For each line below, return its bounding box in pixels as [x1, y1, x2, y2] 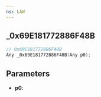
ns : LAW [6, 8, 25, 15]
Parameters [6, 68, 50, 79]
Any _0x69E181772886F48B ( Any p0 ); [6, 52, 92, 58]
